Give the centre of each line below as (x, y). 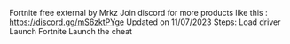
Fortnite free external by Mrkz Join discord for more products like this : (138, 13)
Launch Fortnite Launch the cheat (71, 31)
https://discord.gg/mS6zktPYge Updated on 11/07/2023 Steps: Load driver (145, 22)
